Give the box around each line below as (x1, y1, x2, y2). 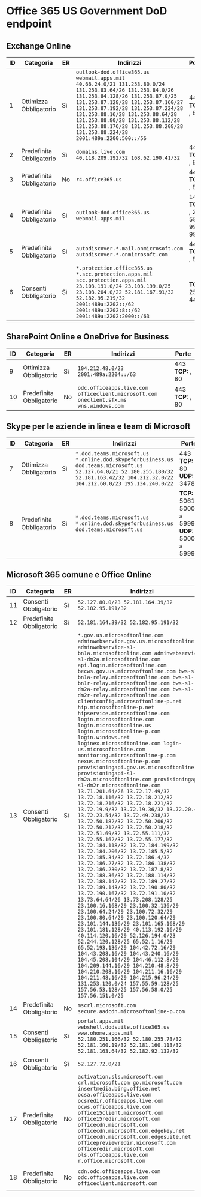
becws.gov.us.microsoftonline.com (77, 668, 176, 675)
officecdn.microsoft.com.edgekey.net (77, 1127, 185, 1135)
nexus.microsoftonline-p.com (77, 758, 161, 765)
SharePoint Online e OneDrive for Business (6, 332, 169, 342)
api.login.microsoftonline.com (77, 662, 167, 669)
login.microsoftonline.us (77, 722, 151, 729)
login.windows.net (77, 734, 130, 741)
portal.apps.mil (77, 1018, 124, 1025)
